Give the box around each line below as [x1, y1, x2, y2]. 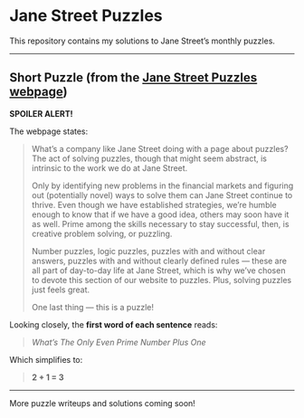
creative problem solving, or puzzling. [31, 228, 173, 239]
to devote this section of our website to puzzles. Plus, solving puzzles [31, 274, 292, 285]
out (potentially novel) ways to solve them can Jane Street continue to [31, 189, 293, 200]
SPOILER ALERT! [9, 108, 74, 119]
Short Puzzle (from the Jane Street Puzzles [9, 70, 258, 86]
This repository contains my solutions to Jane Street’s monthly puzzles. [9, 35, 276, 46]
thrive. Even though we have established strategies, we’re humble [31, 199, 278, 210]
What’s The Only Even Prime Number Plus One [31, 337, 206, 347]
